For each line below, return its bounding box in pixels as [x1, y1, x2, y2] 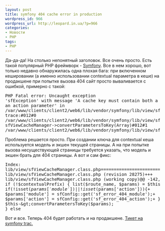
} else [5, 206, 21, 211]
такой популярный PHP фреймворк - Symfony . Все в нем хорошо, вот [5, 62, 151, 68]
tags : [5, 39, 16, 44]
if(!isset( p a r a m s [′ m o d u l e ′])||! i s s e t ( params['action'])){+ [5, 186, 151, 192]
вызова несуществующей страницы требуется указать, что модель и [5, 147, 151, 153]
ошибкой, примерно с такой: [5, 83, 65, 89]
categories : [5, 26, 29, 30]
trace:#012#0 [5, 113, 37, 118]
